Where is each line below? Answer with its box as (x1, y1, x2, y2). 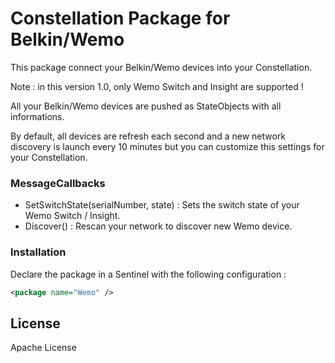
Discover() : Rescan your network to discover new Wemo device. (24, 220, 293, 232)
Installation (10, 245, 67, 259)
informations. (10, 110, 65, 122)
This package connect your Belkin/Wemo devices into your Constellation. (10, 61, 313, 73)
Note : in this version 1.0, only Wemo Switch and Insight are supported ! (10, 80, 304, 92)
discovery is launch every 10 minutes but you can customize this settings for (10, 140, 325, 152)
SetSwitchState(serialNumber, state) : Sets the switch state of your (24, 199, 300, 211)
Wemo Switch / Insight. (24, 210, 121, 222)
